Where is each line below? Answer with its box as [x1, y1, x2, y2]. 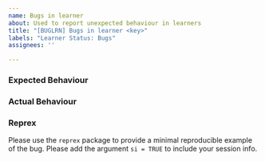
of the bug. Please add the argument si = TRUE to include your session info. [8, 144, 258, 154]
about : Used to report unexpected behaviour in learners [8, 19, 202, 27]
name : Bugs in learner [8, 11, 84, 20]
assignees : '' [8, 41, 56, 49]
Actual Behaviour [8, 96, 77, 107]
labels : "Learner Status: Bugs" [8, 33, 116, 42]
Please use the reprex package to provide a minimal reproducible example [8, 135, 253, 145]
